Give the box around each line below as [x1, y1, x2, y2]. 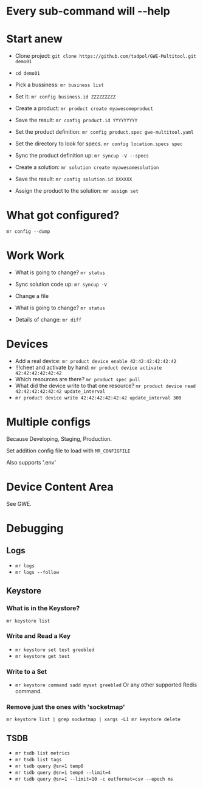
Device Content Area [6, 480, 114, 494]
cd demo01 [15, 71, 41, 77]
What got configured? [6, 209, 120, 223]
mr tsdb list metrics [15, 750, 70, 756]
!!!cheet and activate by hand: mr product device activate [15, 364, 162, 371]
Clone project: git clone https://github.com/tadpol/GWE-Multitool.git [15, 52, 196, 60]
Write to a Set [6, 667, 47, 676]
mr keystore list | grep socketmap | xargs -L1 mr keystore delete [6, 716, 181, 723]
